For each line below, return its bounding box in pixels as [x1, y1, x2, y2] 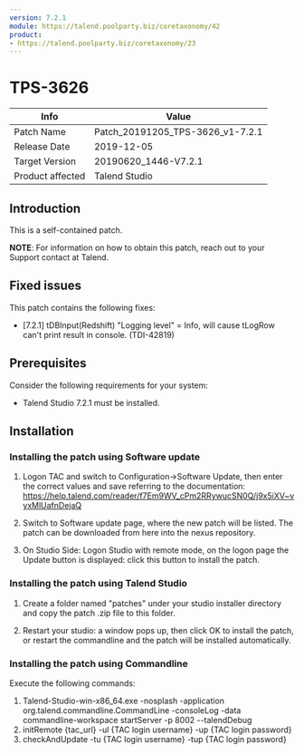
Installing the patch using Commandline [9, 657, 188, 670]
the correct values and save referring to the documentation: [22, 481, 246, 492]
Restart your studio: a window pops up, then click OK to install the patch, [22, 624, 294, 635]
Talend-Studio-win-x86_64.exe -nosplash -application [22, 695, 224, 706]
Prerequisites [9, 355, 87, 372]
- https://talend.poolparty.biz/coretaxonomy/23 [9, 38, 196, 48]
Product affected [14, 169, 86, 182]
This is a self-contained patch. [9, 225, 123, 236]
